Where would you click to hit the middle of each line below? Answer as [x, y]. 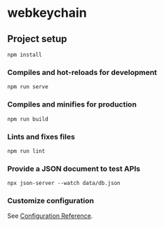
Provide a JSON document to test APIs [74, 168]
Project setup [37, 39]
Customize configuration [51, 201]
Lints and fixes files [41, 137]
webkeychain [47, 13]
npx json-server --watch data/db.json [64, 184]
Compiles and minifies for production [72, 104]
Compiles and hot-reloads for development [82, 72]
